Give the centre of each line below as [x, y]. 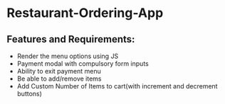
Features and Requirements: [71, 39]
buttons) [29, 94]
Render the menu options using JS [68, 56]
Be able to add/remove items [59, 79]
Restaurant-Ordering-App [85, 13]
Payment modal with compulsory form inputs [83, 64]
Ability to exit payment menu [59, 71]
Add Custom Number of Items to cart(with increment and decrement [117, 86]
